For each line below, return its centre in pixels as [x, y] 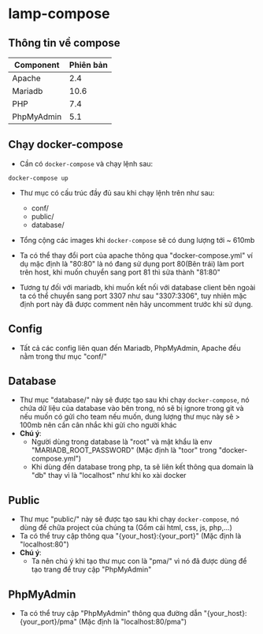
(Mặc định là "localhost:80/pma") [133, 622]
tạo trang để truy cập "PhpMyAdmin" [91, 569]
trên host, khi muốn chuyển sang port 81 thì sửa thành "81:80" [120, 272]
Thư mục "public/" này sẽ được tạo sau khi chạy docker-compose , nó [129, 519]
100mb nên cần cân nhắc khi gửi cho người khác [98, 425]
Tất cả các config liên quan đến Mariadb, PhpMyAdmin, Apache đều [130, 348]
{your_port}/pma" [48, 622]
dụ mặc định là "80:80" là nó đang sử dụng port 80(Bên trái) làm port [132, 263]
